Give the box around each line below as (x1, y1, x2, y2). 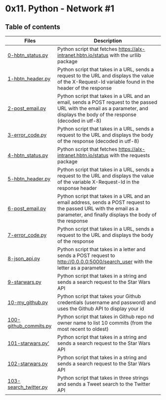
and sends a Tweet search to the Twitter (57, 381, 151, 387)
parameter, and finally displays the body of (57, 211, 157, 218)
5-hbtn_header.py (7, 176, 51, 182)
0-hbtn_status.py (7, 52, 48, 58)
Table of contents (5, 23, 60, 31)
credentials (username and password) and (57, 299, 156, 306)
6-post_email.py (7, 205, 46, 212)
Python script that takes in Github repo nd (57, 313, 154, 320)
